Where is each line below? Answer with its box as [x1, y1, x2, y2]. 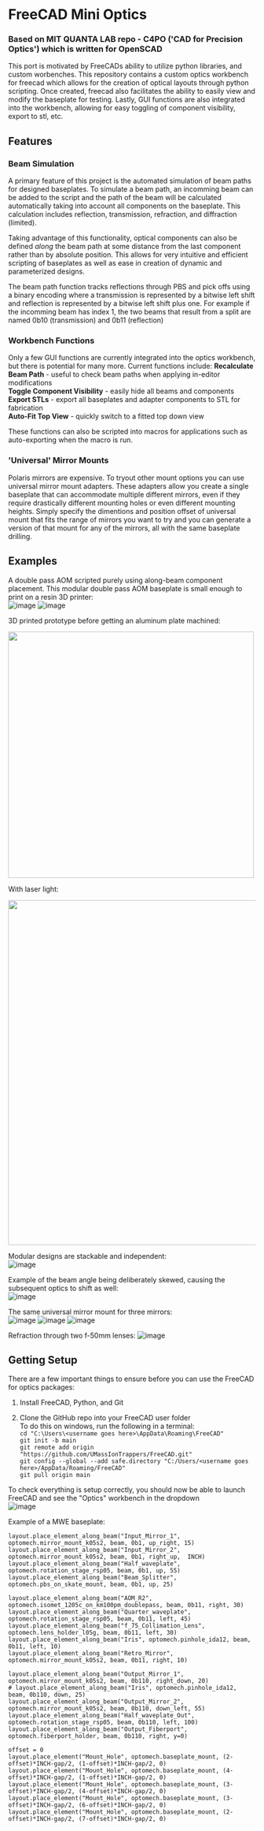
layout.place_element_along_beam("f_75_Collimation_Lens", [8, 1622, 206, 1630]
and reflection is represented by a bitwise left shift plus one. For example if [8, 299, 250, 308]
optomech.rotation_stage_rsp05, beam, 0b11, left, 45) [8, 1615, 192, 1623]
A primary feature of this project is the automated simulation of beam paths [8, 176, 251, 186]
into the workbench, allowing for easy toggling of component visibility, [8, 103, 236, 113]
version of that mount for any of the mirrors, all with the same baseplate [8, 523, 241, 533]
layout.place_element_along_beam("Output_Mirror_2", [8, 1698, 185, 1706]
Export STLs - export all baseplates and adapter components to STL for [8, 395, 241, 404]
